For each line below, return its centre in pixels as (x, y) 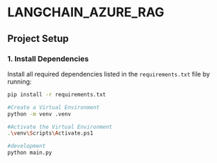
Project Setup (38, 39)
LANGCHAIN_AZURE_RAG (86, 12)
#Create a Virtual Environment (54, 107)
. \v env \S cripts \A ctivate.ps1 (50, 133)
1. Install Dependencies (48, 59)
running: (20, 81)
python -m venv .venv (39, 114)
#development (27, 146)
